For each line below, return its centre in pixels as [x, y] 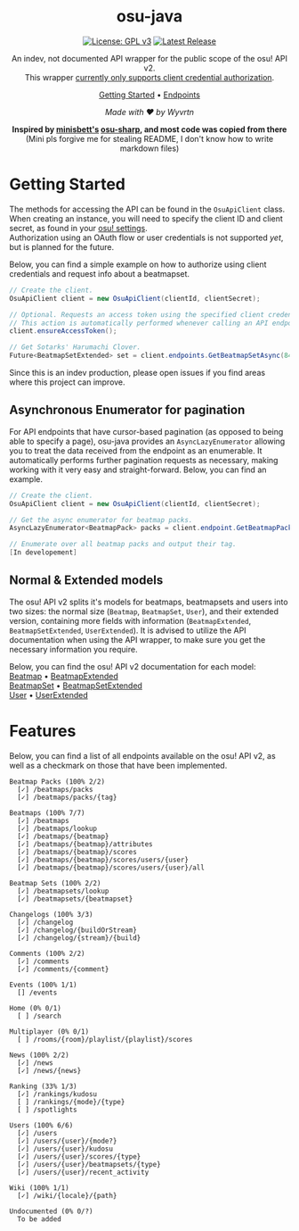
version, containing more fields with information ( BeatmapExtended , [130, 620]
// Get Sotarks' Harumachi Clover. [75, 347]
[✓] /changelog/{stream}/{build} [79, 938]
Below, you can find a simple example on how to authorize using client [138, 264]
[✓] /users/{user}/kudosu [65, 1149]
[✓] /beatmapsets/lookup [63, 891]
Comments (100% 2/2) [48, 953]
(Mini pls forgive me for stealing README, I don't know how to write [149, 138]
